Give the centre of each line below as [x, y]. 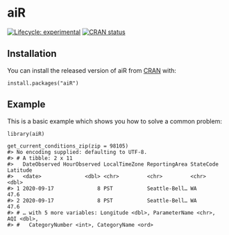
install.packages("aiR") [43, 83]
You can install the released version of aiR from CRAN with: [92, 70]
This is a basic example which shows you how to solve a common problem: [114, 121]
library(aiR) [26, 134]
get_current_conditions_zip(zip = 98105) [68, 146]
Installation [32, 54]
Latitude [20, 170]
